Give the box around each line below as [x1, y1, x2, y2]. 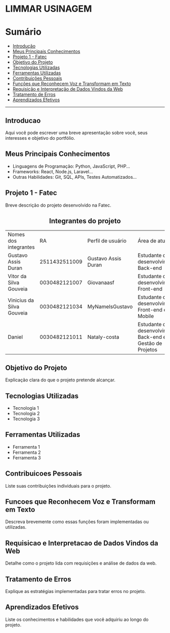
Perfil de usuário [87, 238, 126, 245]
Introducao [5, 116, 41, 125]
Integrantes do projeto [49, 216, 121, 225]
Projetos [137, 346, 158, 353]
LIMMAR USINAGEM [5, 3, 92, 15]
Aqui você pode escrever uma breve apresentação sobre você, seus [5, 130, 148, 136]
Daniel [8, 334, 23, 341]
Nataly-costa [87, 334, 119, 341]
